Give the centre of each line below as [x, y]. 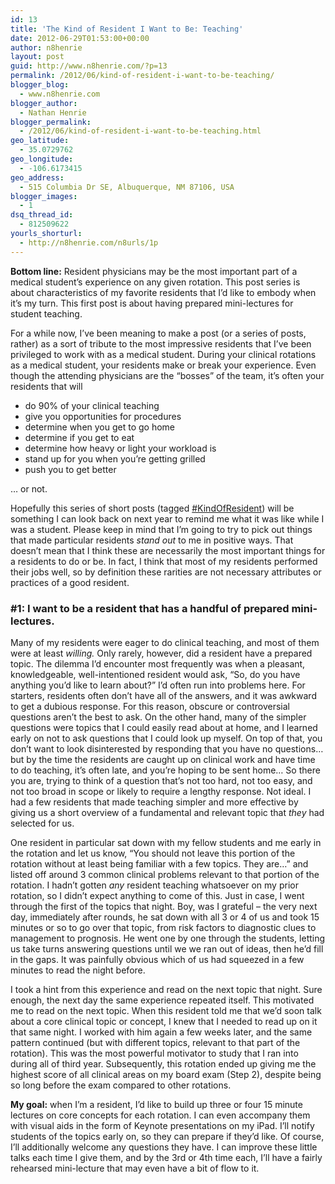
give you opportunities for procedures [103, 416]
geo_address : [37, 177]
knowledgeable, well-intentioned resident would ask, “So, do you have [155, 674]
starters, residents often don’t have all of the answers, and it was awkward [163, 695]
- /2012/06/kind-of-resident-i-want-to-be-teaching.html [140, 131]
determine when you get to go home [100, 427]
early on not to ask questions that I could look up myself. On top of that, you [166, 738]
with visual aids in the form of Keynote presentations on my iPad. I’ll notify [162, 1125]
